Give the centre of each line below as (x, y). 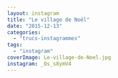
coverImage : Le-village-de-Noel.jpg (59, 58)
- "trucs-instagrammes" (47, 39)
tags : (15, 45)
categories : (24, 32)
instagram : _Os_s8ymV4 (39, 64)
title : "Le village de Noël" (48, 20)
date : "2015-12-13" (35, 26)
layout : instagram (33, 13)
